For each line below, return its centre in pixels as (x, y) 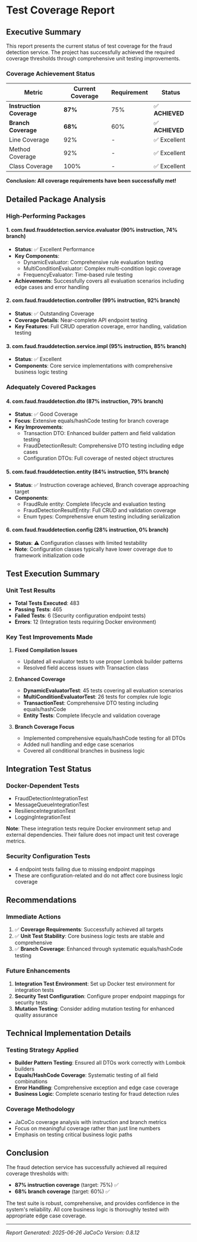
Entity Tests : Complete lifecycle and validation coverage (92, 715)
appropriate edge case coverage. (46, 1216)
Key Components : (37, 255)
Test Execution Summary (53, 574)
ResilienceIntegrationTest (45, 811)
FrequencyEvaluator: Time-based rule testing (78, 274)
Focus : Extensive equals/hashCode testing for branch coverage (91, 421)
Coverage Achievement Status (51, 73)
